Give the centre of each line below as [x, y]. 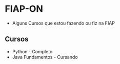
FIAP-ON [24, 9]
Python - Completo [32, 51]
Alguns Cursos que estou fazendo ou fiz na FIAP [63, 23]
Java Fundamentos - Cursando [45, 57]
